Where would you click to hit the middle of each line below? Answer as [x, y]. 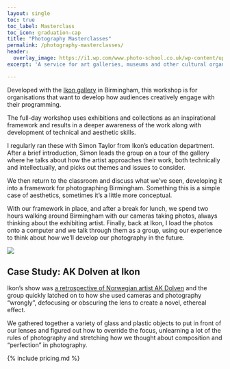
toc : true [21, 20]
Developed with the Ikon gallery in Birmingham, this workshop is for [102, 90]
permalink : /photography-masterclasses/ [66, 45]
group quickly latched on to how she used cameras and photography [104, 296]
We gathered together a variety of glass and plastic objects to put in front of [114, 323]
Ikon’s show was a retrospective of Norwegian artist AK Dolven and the [107, 288]
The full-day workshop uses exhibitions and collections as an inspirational [111, 118]
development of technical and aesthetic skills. [72, 132]
